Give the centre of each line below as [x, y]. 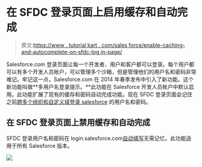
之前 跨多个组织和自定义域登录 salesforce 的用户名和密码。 [79, 102]
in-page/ [111, 52]
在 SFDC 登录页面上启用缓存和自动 [92, 12]
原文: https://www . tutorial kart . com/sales [74, 45]
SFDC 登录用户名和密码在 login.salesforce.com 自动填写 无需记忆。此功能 [96, 138]
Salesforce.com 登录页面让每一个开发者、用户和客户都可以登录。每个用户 [98, 64]
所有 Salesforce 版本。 [45, 145]
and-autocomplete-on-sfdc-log [60, 52]
